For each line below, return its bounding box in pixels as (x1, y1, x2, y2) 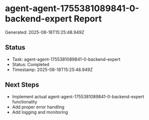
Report (73, 13, 102, 24)
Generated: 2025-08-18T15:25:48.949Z (5, 29, 84, 35)
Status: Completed (12, 61, 50, 67)
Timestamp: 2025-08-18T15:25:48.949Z (12, 67, 93, 72)
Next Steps (5, 81, 39, 89)
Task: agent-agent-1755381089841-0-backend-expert (12, 56, 120, 62)
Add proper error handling (12, 104, 65, 110)
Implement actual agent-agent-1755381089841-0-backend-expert (12, 93, 145, 100)
